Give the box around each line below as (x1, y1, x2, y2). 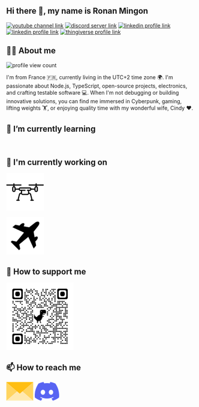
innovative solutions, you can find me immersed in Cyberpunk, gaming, (6, 97, 182, 105)
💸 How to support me (6, 266, 86, 276)
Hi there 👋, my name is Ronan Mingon (6, 6, 149, 16)
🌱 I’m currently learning (6, 124, 96, 134)
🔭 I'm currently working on (6, 157, 108, 167)
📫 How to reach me (6, 363, 82, 373)
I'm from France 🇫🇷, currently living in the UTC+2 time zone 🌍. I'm (6, 73, 174, 81)
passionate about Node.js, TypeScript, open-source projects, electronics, (6, 82, 188, 89)
